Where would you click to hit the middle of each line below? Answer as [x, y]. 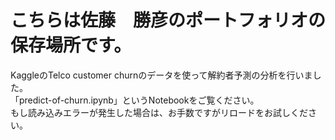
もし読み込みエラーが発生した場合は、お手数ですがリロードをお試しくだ [159, 112]
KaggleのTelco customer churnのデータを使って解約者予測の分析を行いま [161, 75]
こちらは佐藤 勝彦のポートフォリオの [168, 20]
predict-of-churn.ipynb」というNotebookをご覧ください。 [139, 100]
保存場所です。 [71, 45]
